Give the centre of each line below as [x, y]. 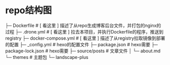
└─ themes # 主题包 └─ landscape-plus [47, 57]
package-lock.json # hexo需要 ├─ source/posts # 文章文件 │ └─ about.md [83, 51]
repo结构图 [29, 10]
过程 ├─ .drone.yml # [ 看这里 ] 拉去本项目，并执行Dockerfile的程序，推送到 [84, 31]
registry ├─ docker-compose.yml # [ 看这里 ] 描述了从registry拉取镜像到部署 [85, 38]
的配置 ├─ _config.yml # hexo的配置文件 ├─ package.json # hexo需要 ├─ [82, 44]
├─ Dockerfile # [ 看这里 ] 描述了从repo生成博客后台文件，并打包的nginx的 [83, 25]
